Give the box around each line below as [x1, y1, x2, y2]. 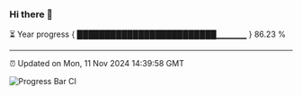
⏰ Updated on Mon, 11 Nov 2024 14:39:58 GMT [9, 58, 184, 69]
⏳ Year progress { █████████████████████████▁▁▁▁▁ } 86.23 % [9, 29, 286, 39]
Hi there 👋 [9, 8, 54, 21]
